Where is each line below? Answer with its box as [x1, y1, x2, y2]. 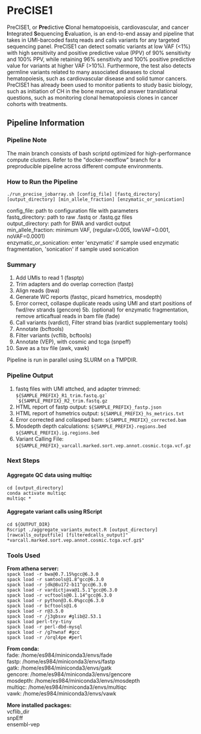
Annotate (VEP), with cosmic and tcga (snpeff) [15, 338, 131, 345]
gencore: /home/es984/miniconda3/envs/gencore [7, 671, 132, 678]
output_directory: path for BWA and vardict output [7, 219, 131, 227]
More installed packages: [7, 701, 72, 709]
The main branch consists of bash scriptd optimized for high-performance [7, 149, 191, 157]
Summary [7, 260, 37, 269]
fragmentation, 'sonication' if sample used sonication [7, 245, 139, 253]
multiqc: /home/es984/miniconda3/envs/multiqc [7, 683, 127, 691]
